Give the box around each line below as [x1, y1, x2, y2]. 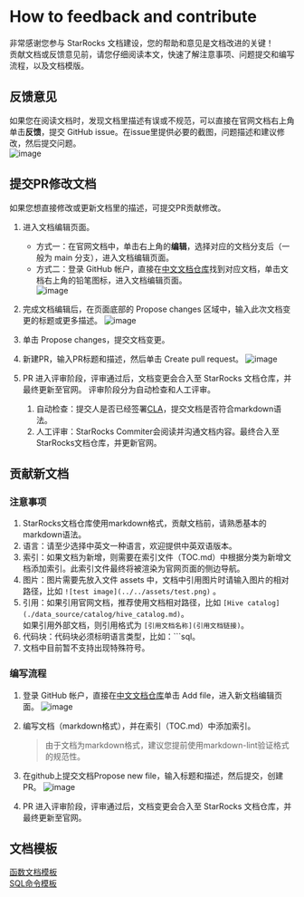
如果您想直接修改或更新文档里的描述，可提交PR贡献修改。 [9, 202, 226, 213]
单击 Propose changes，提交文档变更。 [22, 333, 170, 345]
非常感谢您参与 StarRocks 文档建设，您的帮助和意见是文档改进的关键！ [9, 37, 274, 48]
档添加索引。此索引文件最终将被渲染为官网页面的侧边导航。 [22, 564, 245, 574]
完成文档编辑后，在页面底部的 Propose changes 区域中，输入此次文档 [22, 304, 283, 314]
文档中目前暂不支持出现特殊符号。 [22, 642, 150, 653]
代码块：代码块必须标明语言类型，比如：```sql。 [22, 632, 201, 642]
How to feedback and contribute [9, 6, 258, 27]
